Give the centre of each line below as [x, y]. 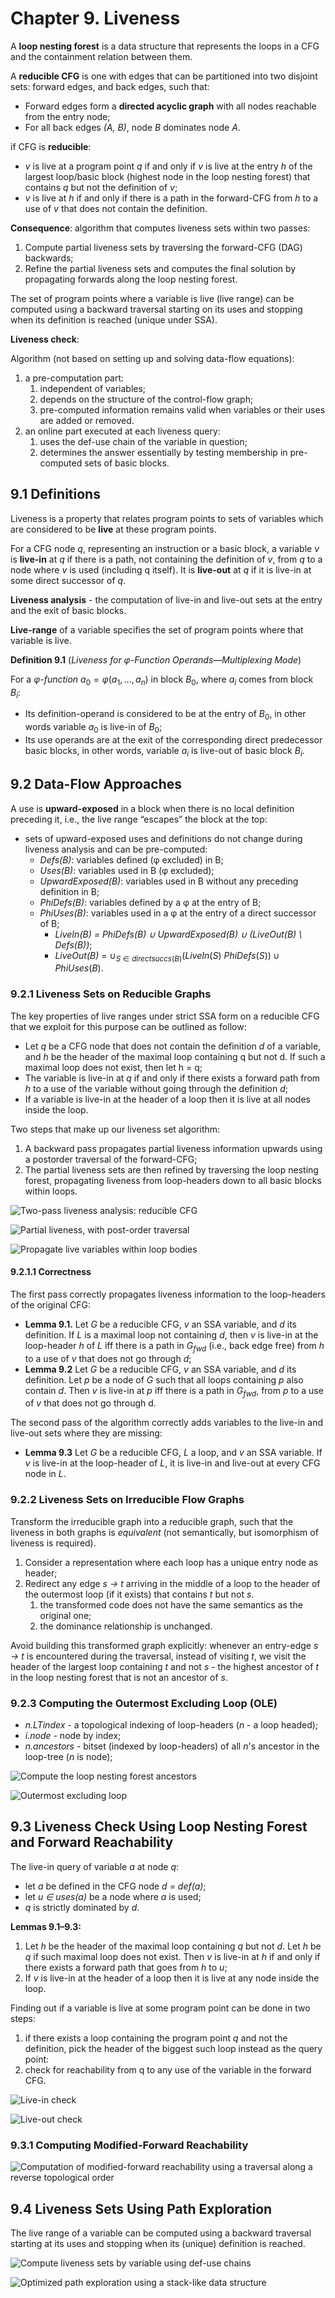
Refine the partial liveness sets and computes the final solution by [160, 268]
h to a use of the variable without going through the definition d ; [156, 1088]
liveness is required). [53, 1543]
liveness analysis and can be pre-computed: [116, 849]
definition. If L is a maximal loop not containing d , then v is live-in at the [171, 1334]
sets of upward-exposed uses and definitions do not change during [163, 838]
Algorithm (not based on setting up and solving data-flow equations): [152, 358]
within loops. [51, 1191]
